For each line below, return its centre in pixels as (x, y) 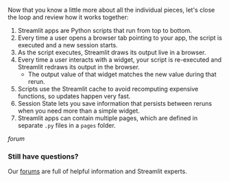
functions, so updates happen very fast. (74, 96)
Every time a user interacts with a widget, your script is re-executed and (120, 60)
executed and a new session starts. (68, 45)
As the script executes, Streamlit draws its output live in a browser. (112, 52)
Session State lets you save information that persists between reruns (114, 103)
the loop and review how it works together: (68, 17)
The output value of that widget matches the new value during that (122, 74)
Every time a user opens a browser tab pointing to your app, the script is (120, 38)
